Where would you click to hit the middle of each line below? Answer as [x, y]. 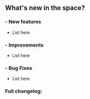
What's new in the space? [45, 8]
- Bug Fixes [19, 68]
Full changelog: [24, 91]
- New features [23, 22]
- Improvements [24, 45]
